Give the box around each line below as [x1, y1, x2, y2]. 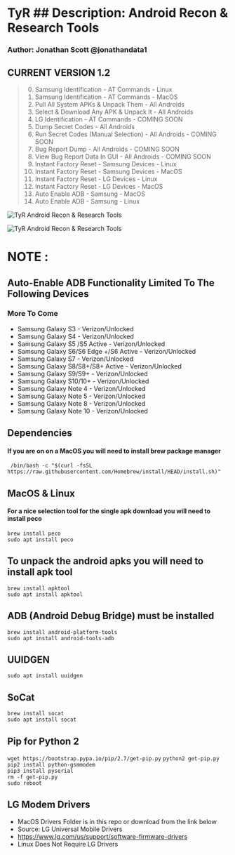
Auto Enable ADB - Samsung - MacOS [34, 190, 146, 198]
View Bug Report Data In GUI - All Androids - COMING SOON [34, 152, 212, 161]
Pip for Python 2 [7, 735, 79, 747]
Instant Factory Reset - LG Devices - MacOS [34, 182, 163, 190]
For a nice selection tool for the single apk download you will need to [7, 507, 211, 515]
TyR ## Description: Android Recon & [7, 5, 229, 21]
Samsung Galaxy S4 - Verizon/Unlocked [17, 332, 135, 340]
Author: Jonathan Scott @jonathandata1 [7, 45, 147, 55]
